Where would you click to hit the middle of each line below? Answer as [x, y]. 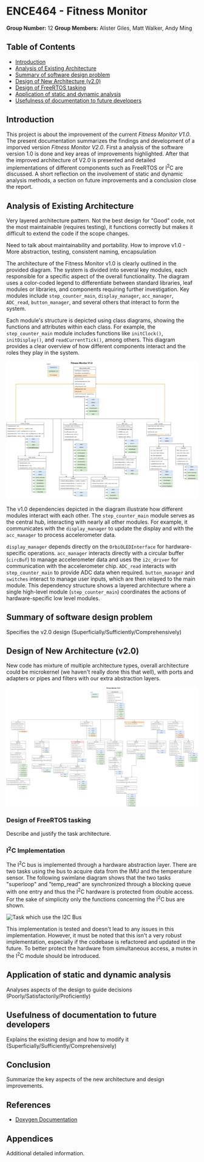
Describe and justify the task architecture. [59, 833]
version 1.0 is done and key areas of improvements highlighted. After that [98, 154]
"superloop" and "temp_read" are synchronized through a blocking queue [99, 884]
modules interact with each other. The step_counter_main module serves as [100, 515]
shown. [15, 906]
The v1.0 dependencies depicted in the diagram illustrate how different [95, 509]
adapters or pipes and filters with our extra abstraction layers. [83, 678]
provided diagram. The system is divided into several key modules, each [97, 270]
